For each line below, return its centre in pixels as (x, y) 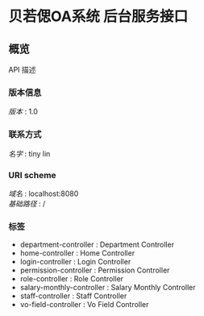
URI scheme (32, 175)
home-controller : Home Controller (77, 253)
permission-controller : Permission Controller (95, 270)
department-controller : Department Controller (97, 245)
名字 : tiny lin (29, 153)
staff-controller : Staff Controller (73, 296)
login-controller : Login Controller (75, 262)
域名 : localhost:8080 (44, 193)
